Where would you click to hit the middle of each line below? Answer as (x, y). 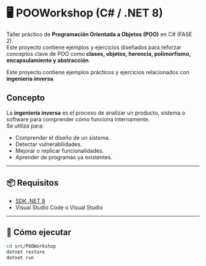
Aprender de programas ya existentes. (64, 157)
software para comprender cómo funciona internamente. (78, 119)
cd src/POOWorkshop (31, 246)
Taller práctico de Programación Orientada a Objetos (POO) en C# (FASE (99, 34)
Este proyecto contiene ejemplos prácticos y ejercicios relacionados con (98, 72)
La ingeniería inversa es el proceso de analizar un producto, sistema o (96, 113)
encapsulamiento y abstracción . (48, 60)
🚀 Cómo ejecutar (39, 232)
